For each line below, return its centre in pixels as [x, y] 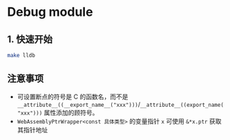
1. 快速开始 [30, 39]
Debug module [50, 12]
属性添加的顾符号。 [71, 112]
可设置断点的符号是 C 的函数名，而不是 [73, 97]
